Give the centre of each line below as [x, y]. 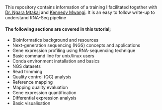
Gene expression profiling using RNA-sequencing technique [74, 51]
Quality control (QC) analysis [42, 77]
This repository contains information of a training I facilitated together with [81, 7]
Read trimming [27, 72]
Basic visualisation [31, 103]
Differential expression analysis [44, 98]
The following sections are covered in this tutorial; [58, 29]
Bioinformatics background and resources [55, 40]
